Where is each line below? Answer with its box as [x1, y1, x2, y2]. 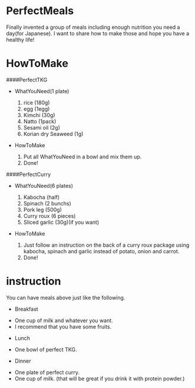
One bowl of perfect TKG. [14, 346, 78, 353]
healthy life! [6, 36, 35, 43]
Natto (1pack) [23, 118, 57, 125]
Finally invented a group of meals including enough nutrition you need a [6, 24, 180, 31]
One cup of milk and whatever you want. [14, 317, 113, 324]
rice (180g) [23, 99, 50, 106]
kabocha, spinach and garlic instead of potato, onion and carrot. [23, 247, 180, 254]
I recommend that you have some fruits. [14, 323, 112, 330]
